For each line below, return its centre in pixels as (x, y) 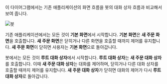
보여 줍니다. (17, 13)
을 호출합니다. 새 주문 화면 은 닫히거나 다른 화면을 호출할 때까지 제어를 (76, 41)
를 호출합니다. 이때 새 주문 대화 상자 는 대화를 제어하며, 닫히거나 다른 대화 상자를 (82, 64)
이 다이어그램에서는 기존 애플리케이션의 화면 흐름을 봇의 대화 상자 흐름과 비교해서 (84, 7)
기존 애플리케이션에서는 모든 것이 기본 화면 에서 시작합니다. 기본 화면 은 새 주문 (80, 35)
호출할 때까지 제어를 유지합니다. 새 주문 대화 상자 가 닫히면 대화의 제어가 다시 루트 (83, 70)
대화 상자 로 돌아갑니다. (27, 76)
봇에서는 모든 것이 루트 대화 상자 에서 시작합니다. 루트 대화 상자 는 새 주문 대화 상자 (83, 58)
